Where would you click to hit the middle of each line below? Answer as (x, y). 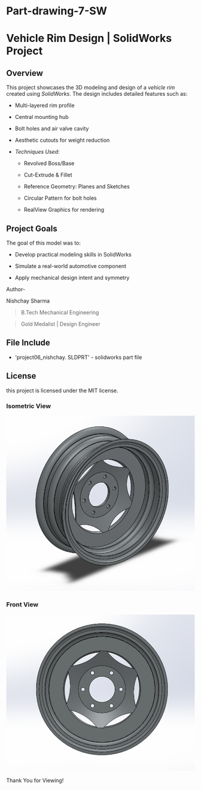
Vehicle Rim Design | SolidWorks (89, 39)
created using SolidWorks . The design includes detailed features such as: (97, 94)
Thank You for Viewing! (35, 780)
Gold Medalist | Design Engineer (60, 324)
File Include (28, 343)
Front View (22, 605)
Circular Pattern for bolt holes (60, 198)
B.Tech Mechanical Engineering (60, 312)
